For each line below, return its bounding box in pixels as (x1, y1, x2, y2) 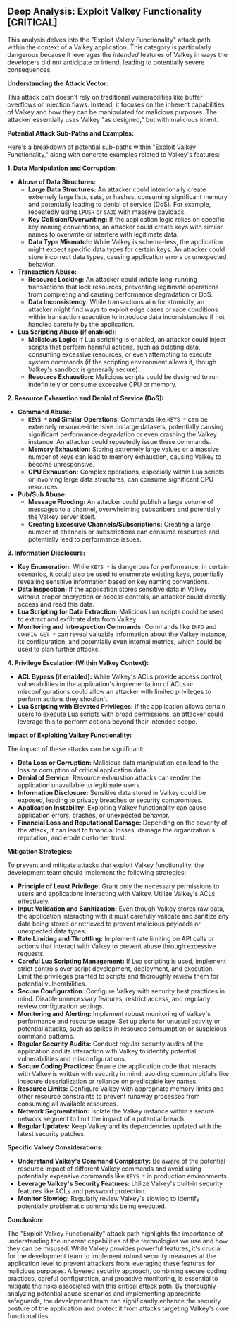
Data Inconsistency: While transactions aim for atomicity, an (27, 297, 205, 306)
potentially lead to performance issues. (27, 534, 142, 543)
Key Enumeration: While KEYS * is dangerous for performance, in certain (17, 562, 229, 571)
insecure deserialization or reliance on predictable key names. (17, 1077, 199, 1085)
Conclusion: (7, 1215, 44, 1224)
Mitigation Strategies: (7, 847, 73, 855)
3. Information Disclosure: (7, 549, 86, 557)
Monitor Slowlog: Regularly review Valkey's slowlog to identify (17, 1194, 200, 1202)
